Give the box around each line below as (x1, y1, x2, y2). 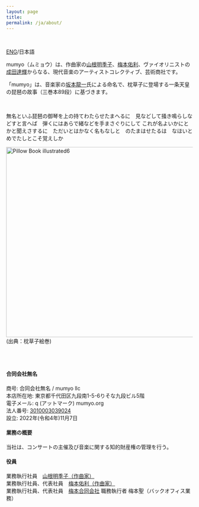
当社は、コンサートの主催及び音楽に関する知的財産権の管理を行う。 (6, 443, 172, 451)
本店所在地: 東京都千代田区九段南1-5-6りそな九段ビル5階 (6, 392, 145, 399)
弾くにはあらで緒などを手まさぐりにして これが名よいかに (42, 120, 184, 127)
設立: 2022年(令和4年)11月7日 (6, 414, 78, 421)
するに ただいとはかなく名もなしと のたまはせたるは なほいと (31, 127, 193, 134)
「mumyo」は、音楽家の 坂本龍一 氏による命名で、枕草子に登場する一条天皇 (6, 81, 190, 88)
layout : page (6, 8, 38, 15)
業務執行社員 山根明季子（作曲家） (6, 472, 95, 479)
